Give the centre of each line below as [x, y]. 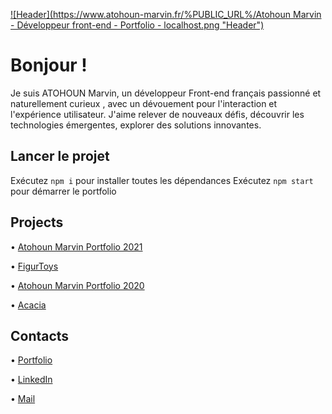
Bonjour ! [49, 65]
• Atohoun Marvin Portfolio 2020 [77, 285]
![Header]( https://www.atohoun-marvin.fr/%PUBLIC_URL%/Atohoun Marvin [166, 14]
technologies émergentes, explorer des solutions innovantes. [136, 125]
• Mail [23, 399]
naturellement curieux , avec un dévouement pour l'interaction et [144, 103]
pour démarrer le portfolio [63, 191]
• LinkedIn [31, 380]
